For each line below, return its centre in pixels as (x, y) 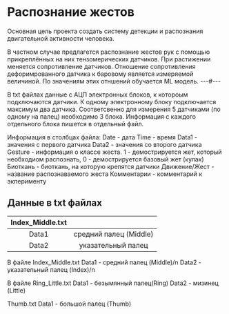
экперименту (27, 181)
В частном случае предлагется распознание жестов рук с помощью (109, 52)
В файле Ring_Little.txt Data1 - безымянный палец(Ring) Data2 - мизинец (113, 283)
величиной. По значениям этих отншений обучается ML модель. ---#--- (114, 81)
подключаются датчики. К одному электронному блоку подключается (112, 101)
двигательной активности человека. (61, 38)
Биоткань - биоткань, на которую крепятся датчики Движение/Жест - (111, 166)
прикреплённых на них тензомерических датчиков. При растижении (109, 59)
